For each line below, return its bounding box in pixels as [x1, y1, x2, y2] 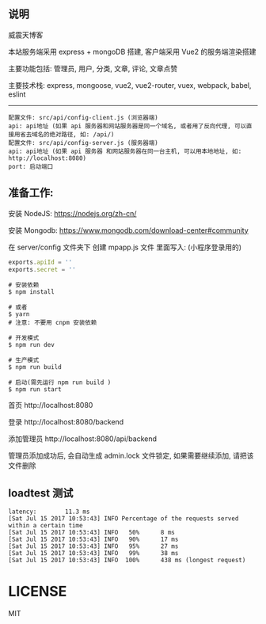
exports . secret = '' [8, 265, 77, 273]
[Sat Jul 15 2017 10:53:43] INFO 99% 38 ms [8, 550, 179, 557]
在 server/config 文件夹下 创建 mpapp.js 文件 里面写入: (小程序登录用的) [8, 242, 242, 252]
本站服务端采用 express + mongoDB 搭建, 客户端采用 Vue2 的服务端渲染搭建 [8, 47, 256, 56]
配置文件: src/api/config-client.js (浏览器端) [8, 113, 158, 121]
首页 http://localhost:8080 [8, 401, 93, 410]
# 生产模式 [8, 356, 40, 364]
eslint [8, 89, 26, 99]
